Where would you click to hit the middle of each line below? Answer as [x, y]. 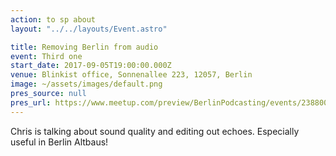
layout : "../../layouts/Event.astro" [89, 29]
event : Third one [46, 56]
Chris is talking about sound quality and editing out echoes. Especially [155, 131]
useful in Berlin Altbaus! [59, 142]
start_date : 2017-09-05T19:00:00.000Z [91, 66]
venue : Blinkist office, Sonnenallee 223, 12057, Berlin [131, 75]
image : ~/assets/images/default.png [86, 84]
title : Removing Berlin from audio [84, 47]
